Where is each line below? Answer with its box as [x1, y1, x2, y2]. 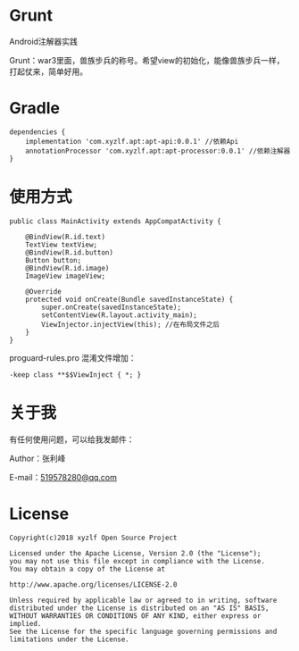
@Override [25, 287, 62, 296]
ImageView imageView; [25, 271, 105, 280]
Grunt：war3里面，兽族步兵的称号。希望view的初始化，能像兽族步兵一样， [9, 54, 285, 65]
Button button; [25, 255, 82, 264]
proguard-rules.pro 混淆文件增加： [9, 352, 137, 363]
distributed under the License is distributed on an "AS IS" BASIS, [9, 604, 270, 613]
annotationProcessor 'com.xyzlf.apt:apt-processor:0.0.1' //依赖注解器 [25, 146, 291, 155]
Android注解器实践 [9, 36, 78, 46]
